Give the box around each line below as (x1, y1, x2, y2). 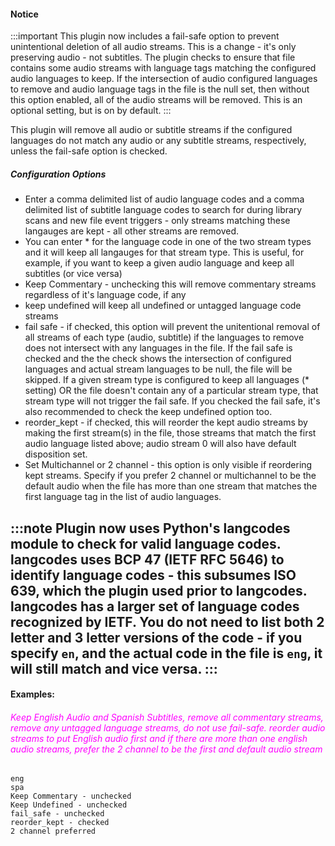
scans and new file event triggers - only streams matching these (24, 215, 291, 227)
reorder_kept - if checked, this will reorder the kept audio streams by (24, 416, 308, 429)
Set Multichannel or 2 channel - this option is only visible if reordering (24, 459, 313, 471)
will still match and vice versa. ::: (10, 660, 218, 677)
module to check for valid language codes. (10, 535, 282, 552)
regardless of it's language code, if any (24, 289, 187, 301)
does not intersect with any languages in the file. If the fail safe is (24, 342, 293, 354)
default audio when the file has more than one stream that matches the (24, 480, 318, 492)
